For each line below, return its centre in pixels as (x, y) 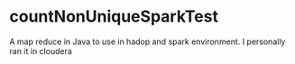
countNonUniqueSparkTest (114, 17)
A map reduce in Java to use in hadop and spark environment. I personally (147, 41)
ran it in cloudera (41, 50)
